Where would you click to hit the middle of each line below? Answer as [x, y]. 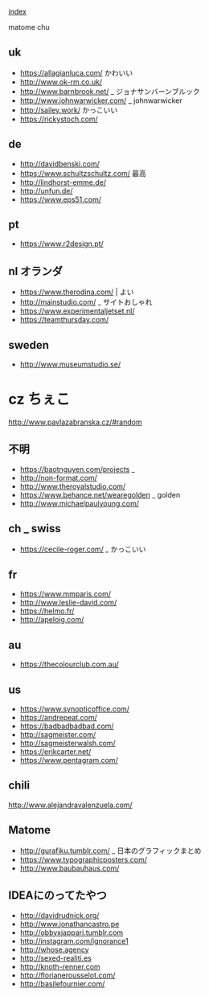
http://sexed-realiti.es [56, 958]
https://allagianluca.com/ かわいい [76, 72]
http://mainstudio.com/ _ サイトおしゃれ [86, 302]
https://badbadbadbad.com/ [67, 726]
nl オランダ [35, 271]
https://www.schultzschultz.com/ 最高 [83, 173]
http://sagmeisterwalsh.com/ [68, 744]
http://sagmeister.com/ [58, 735]
